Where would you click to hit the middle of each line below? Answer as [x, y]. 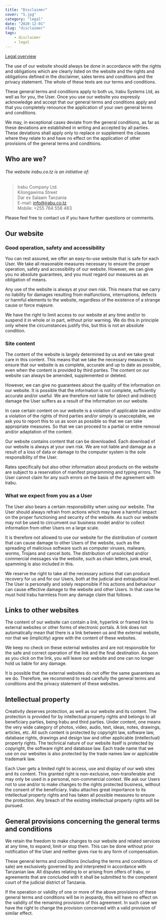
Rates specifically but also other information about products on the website [82, 467]
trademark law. [20, 759]
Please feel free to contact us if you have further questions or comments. [80, 218]
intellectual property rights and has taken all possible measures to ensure [80, 795]
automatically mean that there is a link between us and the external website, [83, 633]
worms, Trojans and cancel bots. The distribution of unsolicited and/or [77, 553]
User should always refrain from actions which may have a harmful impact [81, 512]
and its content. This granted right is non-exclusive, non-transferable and [80, 774]
